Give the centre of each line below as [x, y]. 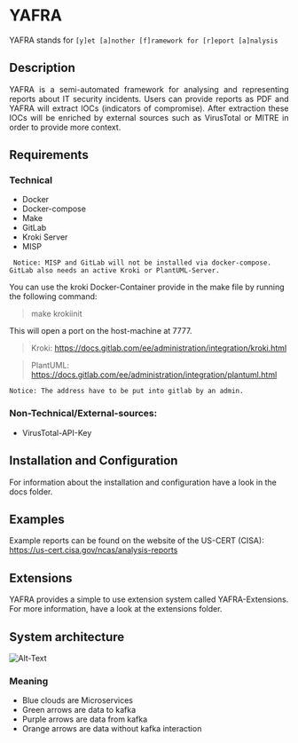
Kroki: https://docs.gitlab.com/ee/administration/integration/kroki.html [159, 348]
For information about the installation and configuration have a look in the [143, 482]
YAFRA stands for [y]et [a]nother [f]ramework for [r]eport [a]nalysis [144, 40]
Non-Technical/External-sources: [83, 414]
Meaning [29, 681]
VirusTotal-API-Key [57, 432]
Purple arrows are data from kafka [85, 719]
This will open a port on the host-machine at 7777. [101, 331]
